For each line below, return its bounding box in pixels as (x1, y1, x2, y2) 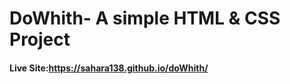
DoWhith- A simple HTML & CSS (9, 7, 281, 30)
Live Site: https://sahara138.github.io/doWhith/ (9, 62, 209, 74)
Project (9, 28, 71, 51)
